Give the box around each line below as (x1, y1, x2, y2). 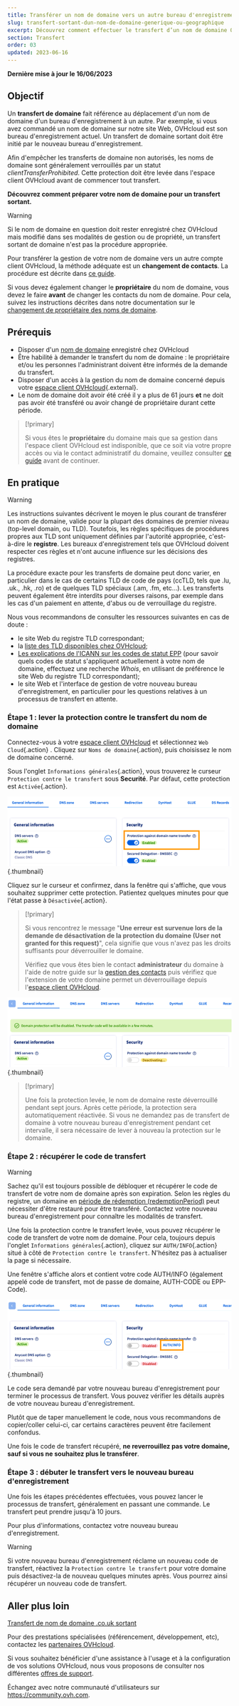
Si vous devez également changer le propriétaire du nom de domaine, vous (7, 282, 229, 292)
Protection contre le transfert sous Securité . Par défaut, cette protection (7, 774, 230, 783)
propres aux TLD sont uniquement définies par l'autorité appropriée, (7, 532, 208, 541)
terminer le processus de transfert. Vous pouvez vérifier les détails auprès (7, 1392, 225, 1400)
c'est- (208, 532, 226, 541)
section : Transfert (7, 34, 65, 41)
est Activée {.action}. (7, 781, 68, 791)
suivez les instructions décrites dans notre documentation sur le (7, 298, 196, 307)
